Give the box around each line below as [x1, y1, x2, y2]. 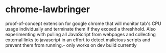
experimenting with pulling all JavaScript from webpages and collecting [5, 31, 156, 37]
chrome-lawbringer [5, 4, 90, 15]
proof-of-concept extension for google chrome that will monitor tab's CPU [5, 20, 162, 26]
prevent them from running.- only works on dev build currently [5, 42, 137, 48]
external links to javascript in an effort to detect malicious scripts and [5, 37, 151, 43]
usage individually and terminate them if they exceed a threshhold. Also [5, 25, 156, 32]
